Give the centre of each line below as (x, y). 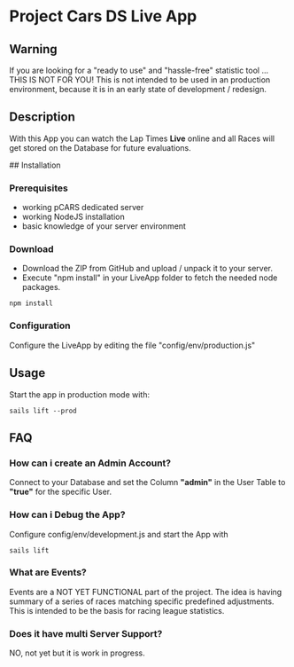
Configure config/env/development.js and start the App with (119, 534)
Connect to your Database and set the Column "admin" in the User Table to (147, 483)
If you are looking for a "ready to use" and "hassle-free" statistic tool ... (139, 70)
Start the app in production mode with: (80, 394)
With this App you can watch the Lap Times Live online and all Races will (142, 138)
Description (42, 117)
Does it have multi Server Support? (86, 633)
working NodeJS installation (73, 217)
